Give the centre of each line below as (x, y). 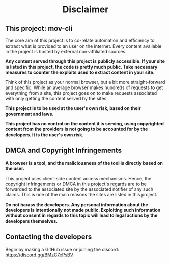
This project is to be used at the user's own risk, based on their (73, 108)
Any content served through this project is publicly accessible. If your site (85, 61)
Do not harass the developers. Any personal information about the (77, 204)
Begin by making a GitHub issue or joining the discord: (62, 249)
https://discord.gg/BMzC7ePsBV (39, 255)
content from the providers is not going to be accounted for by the (77, 129)
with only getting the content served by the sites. (56, 98)
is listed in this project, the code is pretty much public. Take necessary (81, 67)
